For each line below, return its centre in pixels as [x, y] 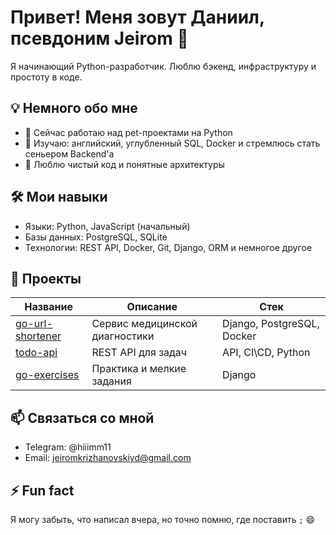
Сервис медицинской [144, 324]
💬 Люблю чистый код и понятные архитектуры [124, 164]
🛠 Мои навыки [59, 197]
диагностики [123, 336]
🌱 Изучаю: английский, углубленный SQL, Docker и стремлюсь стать [172, 143]
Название [48, 307]
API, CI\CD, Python [266, 353]
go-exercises [47, 375]
